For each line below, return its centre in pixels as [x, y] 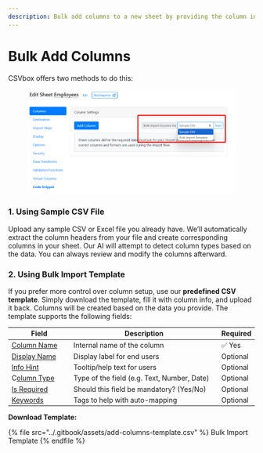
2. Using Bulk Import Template [67, 274]
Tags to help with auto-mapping [125, 400]
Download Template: [43, 417]
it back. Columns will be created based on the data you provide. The [118, 308]
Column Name [34, 346]
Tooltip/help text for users [115, 368]
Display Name [34, 356]
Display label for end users [116, 356]
